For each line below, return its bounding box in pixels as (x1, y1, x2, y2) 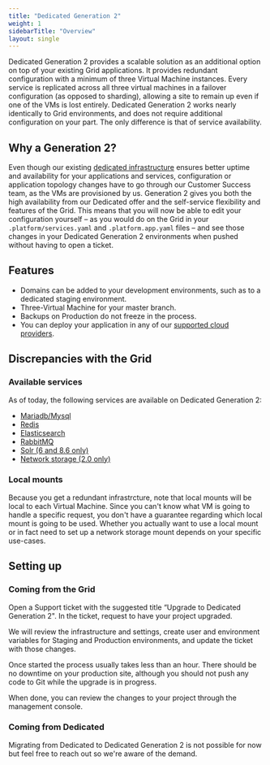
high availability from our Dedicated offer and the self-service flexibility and (8, 197, 261, 207)
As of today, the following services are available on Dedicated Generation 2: (8, 395, 262, 405)
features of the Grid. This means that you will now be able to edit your (8, 206, 242, 215)
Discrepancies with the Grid (8, 352, 152, 366)
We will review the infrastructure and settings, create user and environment (8, 627, 260, 637)
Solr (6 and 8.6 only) (19, 445, 89, 455)
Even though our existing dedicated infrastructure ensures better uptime (8, 163, 250, 172)
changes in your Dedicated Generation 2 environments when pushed (8, 232, 239, 241)
